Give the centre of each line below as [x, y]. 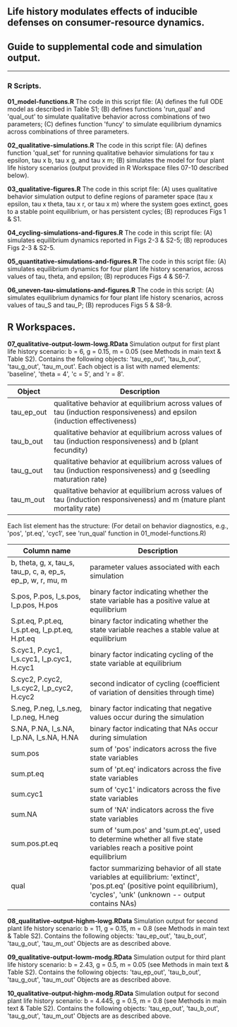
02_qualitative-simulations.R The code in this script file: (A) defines [107, 145]
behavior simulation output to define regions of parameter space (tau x [110, 196]
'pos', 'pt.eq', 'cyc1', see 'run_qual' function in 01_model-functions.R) [107, 533]
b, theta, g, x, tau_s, [43, 563]
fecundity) [71, 450]
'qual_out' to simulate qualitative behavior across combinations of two [109, 117]
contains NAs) [113, 903]
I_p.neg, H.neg [35, 718]
